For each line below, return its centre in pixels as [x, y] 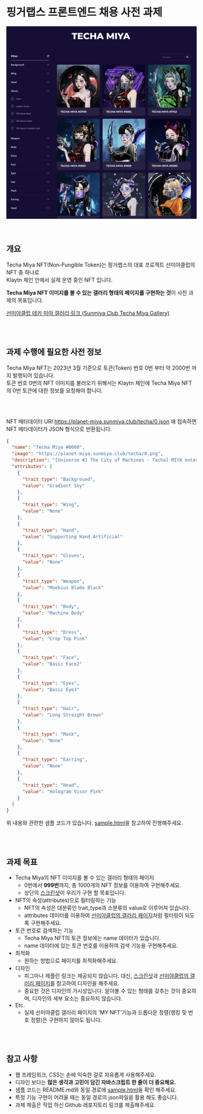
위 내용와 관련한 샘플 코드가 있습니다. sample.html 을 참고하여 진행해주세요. [95, 823]
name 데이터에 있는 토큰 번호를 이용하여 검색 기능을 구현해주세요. [101, 945]
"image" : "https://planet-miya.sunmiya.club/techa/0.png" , [88, 454]
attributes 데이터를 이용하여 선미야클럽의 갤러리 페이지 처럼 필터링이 [104, 915]
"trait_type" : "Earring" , [55, 760]
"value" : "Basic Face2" [52, 664]
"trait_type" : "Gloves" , [53, 556]
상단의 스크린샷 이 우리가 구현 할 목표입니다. [75, 892]
